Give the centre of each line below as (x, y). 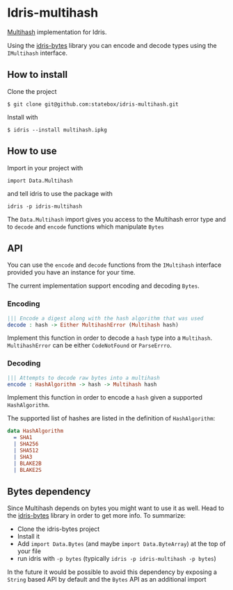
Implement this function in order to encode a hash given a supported (105, 398)
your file (29, 551)
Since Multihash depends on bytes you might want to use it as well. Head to (116, 508)
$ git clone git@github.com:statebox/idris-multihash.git (93, 104)
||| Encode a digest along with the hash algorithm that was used (105, 318)
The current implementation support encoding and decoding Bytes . (103, 286)
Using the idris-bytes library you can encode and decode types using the (112, 45)
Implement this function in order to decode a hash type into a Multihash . (110, 338)
